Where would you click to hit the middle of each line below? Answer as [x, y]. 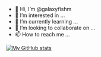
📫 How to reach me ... [42, 34]
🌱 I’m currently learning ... [46, 21]
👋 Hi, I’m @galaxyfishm [43, 9]
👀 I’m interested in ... [40, 15]
